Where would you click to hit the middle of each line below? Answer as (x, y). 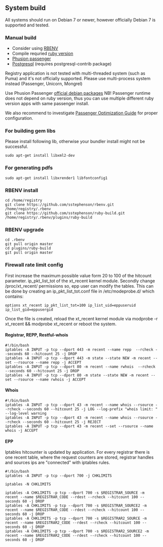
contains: (14, 296)
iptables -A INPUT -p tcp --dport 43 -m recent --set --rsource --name (79, 426)
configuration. (19, 118)
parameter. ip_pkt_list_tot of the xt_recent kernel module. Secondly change (80, 281)
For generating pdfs (29, 168)
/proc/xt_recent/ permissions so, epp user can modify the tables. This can (79, 286)
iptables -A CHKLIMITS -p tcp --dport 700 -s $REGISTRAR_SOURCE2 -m (76, 506)
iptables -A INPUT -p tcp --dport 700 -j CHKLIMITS (58, 476)
